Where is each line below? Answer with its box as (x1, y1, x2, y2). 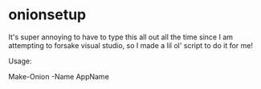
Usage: (8, 56, 32, 66)
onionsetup (8, 6, 87, 24)
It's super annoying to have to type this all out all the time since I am (8, 32, 234, 42)
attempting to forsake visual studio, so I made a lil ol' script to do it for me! (8, 40, 254, 50)
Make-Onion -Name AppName (8, 71, 110, 81)
